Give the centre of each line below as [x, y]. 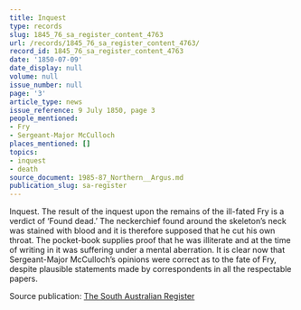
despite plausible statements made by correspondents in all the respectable [150, 269]
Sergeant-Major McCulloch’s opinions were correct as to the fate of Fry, [143, 259]
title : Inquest [38, 18]
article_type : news [46, 102]
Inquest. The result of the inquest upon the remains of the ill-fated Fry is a [147, 211]
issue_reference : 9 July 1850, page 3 [82, 110]
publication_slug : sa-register [68, 186]
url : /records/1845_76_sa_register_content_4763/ [105, 43]
